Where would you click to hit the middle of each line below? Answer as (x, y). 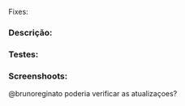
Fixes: (18, 12)
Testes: (24, 54)
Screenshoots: (38, 76)
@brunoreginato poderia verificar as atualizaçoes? (93, 94)
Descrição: (30, 32)
